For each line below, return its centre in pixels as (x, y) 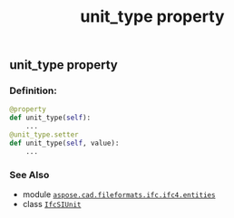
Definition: (33, 90)
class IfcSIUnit (52, 204)
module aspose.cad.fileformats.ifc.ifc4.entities (119, 194)
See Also (29, 175)
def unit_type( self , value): (64, 143)
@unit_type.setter (44, 135)
